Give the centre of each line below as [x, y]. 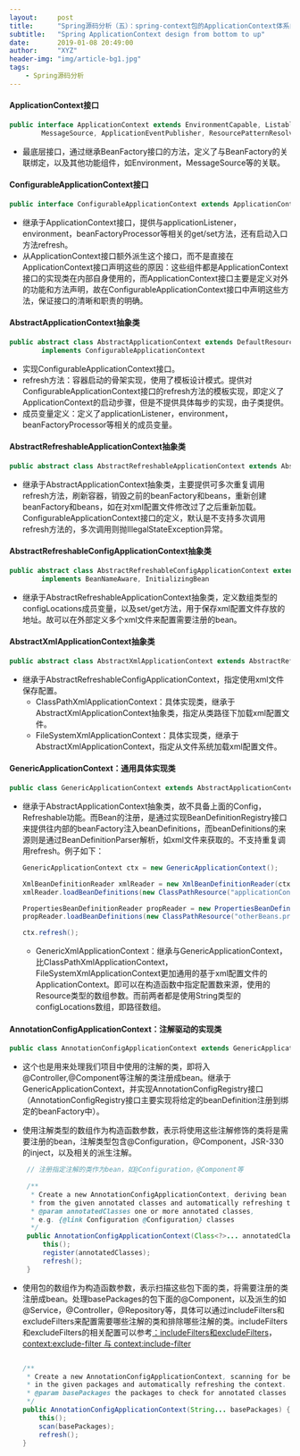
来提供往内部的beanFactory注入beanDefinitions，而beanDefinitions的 [150, 829]
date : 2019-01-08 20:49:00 [71, 42]
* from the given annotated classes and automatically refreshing [157, 1203]
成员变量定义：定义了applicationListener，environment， [127, 413]
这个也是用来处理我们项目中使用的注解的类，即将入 [116, 1067]
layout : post [42, 17]
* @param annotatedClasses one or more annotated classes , [143, 1211]
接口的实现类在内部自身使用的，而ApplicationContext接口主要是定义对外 [155, 278]
